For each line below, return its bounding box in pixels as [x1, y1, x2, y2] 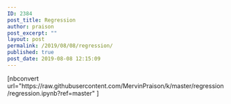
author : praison [7, 23, 54, 30]
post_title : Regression [7, 17, 76, 24]
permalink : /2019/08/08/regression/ [7, 42, 113, 49]
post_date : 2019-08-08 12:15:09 [7, 55, 101, 62]
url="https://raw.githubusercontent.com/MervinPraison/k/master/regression [7, 81, 224, 90]
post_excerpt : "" [7, 29, 58, 37]
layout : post [7, 36, 45, 43]
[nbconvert [7, 74, 40, 83]
